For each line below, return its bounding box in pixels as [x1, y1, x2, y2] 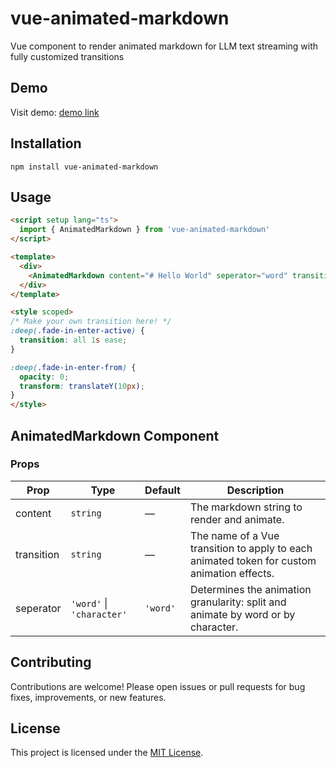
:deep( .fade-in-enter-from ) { [10, 362, 137, 372]
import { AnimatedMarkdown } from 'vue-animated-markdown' [19, 225, 271, 235]
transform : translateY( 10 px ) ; [19, 381, 145, 391]
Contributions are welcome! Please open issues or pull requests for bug [10, 680, 306, 692]
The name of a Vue [189, 528, 280, 542]
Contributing [10, 654, 92, 671]
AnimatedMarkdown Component [10, 427, 220, 444]
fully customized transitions [10, 50, 125, 62]
